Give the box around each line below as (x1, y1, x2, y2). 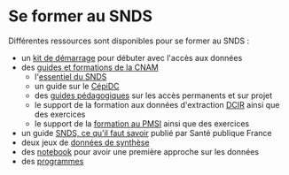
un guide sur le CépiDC (34, 80, 121, 91)
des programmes (20, 156, 84, 166)
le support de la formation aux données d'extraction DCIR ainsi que (34, 99, 280, 110)
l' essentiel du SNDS (34, 71, 107, 81)
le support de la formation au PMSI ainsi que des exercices (34, 118, 250, 129)
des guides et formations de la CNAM (20, 62, 159, 72)
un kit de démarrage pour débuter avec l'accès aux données (20, 52, 243, 63)
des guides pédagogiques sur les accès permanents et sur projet (34, 90, 273, 101)
